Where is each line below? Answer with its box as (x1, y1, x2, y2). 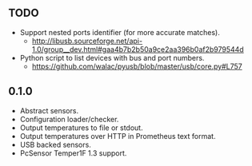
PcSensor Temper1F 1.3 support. (19, 148, 127, 158)
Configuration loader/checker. (19, 114, 119, 124)
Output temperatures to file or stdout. (19, 123, 143, 132)
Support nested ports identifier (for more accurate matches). (19, 27, 220, 37)
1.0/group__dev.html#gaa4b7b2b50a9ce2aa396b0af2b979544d (31, 44, 244, 54)
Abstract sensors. (19, 105, 78, 115)
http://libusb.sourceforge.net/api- (31, 36, 142, 45)
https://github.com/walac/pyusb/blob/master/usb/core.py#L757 (31, 61, 242, 71)
